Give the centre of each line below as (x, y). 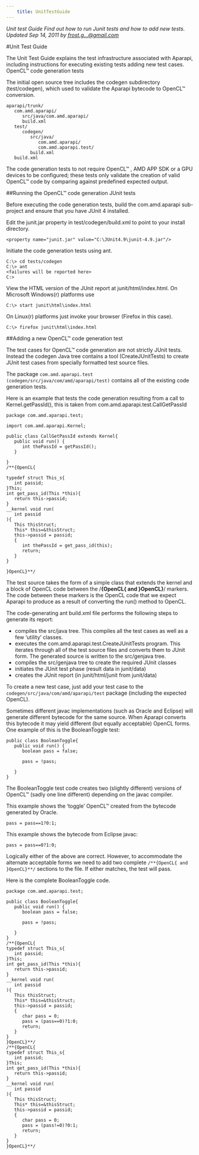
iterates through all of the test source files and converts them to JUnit (100, 649)
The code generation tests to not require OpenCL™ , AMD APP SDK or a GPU (99, 169)
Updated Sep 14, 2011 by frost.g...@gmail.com (62, 35)
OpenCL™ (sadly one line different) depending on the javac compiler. (90, 794)
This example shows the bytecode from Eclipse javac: (72, 834)
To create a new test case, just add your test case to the (75, 686)
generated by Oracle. (32, 812)
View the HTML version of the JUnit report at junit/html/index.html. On (92, 288)
